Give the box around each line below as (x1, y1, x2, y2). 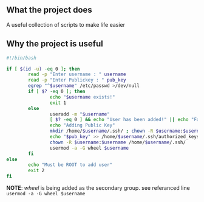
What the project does (6, 5, 92, 15)
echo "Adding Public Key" (49, 122, 115, 128)
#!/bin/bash (6, 55, 36, 61)
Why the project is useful (6, 39, 103, 49)
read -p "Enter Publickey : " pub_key (28, 77, 126, 83)
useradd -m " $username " (49, 111, 110, 117)
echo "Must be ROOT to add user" (28, 162, 113, 168)
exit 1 (49, 100, 67, 106)
